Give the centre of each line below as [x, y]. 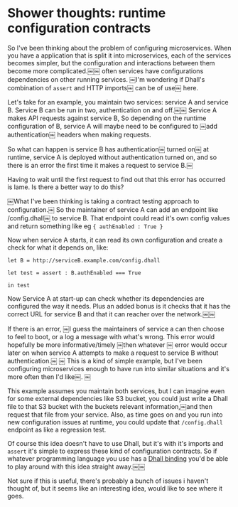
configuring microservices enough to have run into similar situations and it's [118, 368]
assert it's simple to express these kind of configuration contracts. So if [112, 451]
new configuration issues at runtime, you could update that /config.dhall [115, 422]
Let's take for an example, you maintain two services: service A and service [118, 102]
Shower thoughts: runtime [87, 13]
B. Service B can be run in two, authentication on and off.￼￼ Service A [112, 110]
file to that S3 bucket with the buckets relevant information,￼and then [110, 406]
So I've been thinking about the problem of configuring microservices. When [119, 48]
